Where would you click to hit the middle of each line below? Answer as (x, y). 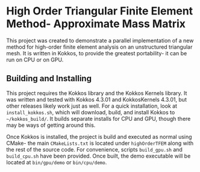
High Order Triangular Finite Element (100, 11)
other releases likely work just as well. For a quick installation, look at (92, 106)
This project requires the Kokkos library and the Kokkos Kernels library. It (97, 93)
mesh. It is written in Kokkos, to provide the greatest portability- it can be (97, 53)
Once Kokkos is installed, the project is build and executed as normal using (99, 137)
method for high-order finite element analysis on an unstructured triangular (99, 47)
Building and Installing (49, 78)
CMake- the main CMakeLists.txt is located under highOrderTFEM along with (100, 143)
